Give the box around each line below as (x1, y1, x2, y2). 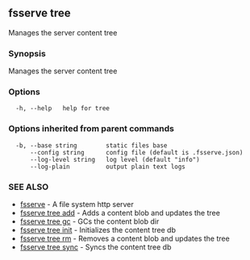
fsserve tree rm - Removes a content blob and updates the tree (19, 233, 230, 243)
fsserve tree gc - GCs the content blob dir (19, 217, 160, 226)
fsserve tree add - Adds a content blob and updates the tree (19, 208, 220, 217)
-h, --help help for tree (15, 105, 110, 113)
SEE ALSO (8, 181, 49, 192)
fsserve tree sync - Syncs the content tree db (19, 242, 172, 252)
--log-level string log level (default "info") (29, 155, 200, 163)
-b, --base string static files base (15, 141, 168, 150)
